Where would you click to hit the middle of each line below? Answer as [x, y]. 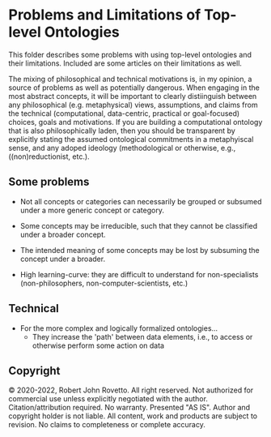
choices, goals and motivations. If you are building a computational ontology [135, 122]
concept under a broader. [63, 259]
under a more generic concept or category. [92, 210]
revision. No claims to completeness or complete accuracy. [107, 425]
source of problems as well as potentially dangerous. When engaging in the [134, 88]
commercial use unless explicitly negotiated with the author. [108, 399]
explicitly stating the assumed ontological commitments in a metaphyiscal [131, 139]
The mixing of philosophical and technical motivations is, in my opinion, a [130, 79]
